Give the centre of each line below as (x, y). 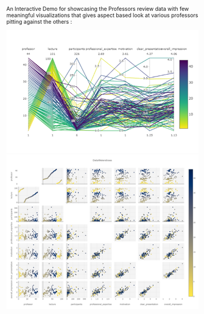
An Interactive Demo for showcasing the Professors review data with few (98, 9)
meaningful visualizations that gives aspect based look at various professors (102, 15)
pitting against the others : (39, 22)
